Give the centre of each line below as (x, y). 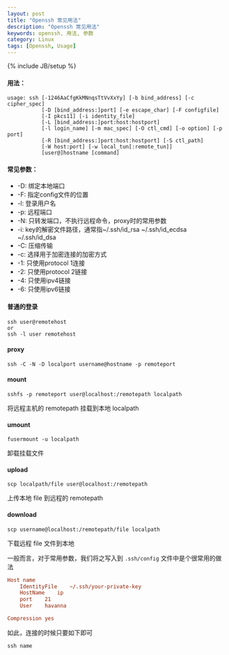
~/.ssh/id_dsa (37, 237)
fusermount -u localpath (43, 439)
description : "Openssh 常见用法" (54, 27)
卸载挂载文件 (25, 453)
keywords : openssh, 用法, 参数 (50, 33)
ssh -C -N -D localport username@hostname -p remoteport (92, 364)
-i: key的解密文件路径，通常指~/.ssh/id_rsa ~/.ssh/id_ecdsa (102, 229)
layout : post (26, 14)
